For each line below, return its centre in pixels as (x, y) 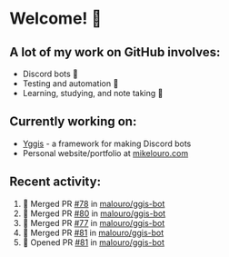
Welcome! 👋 (56, 19)
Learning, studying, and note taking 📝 (93, 93)
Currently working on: (73, 122)
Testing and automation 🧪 (70, 84)
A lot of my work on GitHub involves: (115, 52)
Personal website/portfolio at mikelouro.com (105, 153)
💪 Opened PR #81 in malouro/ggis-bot (94, 242)
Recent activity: (55, 182)
